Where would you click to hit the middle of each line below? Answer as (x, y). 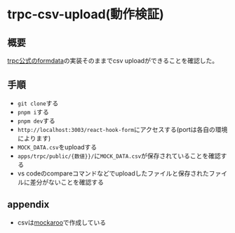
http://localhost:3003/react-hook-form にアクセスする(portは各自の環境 (122, 129)
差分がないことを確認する (67, 182)
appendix (28, 205)
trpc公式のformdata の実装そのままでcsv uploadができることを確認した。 (113, 61)
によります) (34, 138)
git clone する (38, 103)
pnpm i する (33, 112)
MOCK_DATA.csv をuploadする (57, 147)
